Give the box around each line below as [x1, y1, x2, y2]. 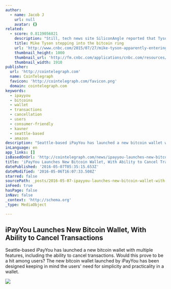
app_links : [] [5, 150, 36, 155]
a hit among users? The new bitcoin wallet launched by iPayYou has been [5, 258, 159, 264]
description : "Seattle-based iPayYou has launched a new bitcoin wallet [5, 140, 163, 146]
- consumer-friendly [10, 121, 53, 127]
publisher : [5, 64, 28, 69]
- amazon [10, 136, 28, 141]
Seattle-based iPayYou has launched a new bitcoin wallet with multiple [5, 247, 153, 253]
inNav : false [5, 192, 33, 198]
